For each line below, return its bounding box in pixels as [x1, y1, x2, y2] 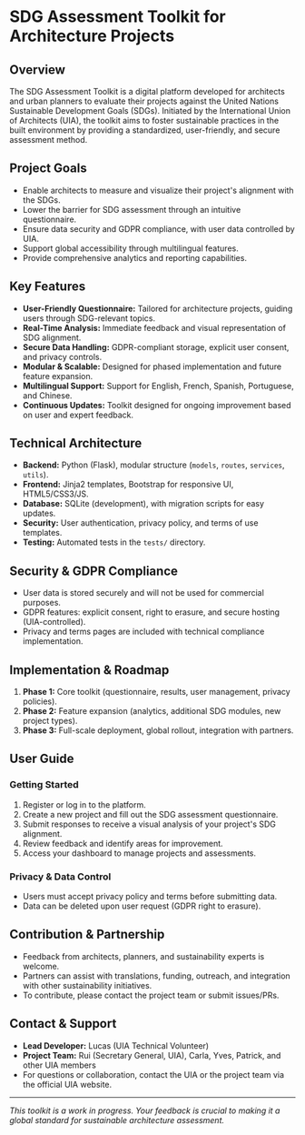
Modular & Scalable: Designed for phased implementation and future [22, 361, 282, 372]
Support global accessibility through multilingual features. [22, 243, 239, 254]
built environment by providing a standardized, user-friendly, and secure [9, 125, 280, 136]
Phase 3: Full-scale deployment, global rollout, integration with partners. [22, 725, 294, 736]
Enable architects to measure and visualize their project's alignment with [22, 185, 294, 196]
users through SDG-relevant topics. [22, 312, 156, 324]
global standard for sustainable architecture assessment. [9, 1114, 225, 1125]
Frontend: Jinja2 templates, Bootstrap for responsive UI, [22, 479, 234, 490]
